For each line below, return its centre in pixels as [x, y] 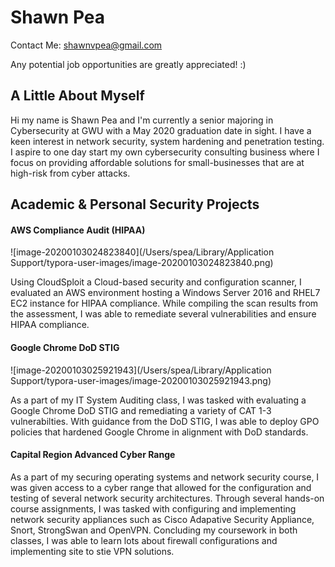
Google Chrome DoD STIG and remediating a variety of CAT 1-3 [141, 410]
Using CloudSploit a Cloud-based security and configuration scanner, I [156, 282]
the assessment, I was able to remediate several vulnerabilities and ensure [163, 314]
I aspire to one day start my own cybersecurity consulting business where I [165, 152]
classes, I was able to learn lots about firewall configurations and [144, 540]
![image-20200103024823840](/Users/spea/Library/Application [142, 252]
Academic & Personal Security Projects [135, 204]
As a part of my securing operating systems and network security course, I [165, 477]
